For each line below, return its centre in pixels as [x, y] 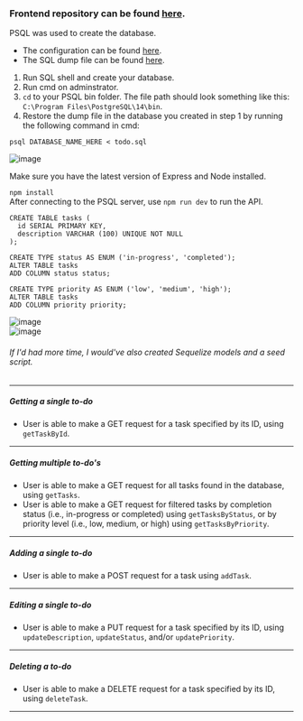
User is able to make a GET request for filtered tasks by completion [147, 504]
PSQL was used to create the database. [83, 33]
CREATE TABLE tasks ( [50, 218]
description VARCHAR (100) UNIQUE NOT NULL [100, 234]
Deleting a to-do [41, 666]
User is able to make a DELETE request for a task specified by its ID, [149, 689]
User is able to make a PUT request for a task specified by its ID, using [153, 628]
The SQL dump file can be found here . [93, 60]
